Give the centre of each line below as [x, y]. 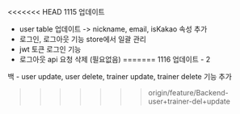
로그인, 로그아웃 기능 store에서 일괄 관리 [83, 39]
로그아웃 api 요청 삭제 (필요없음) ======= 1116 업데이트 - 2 [115, 59]
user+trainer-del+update [189, 101]
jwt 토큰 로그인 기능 [50, 49]
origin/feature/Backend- [188, 93]
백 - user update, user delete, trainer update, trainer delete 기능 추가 [120, 76]
